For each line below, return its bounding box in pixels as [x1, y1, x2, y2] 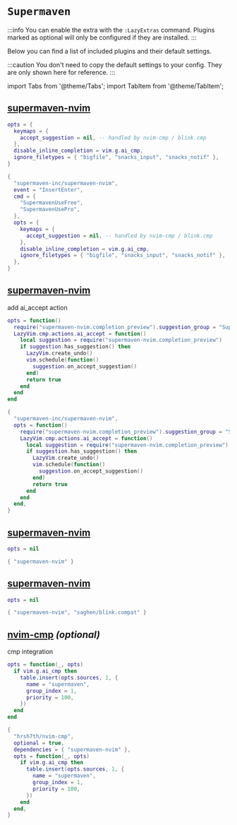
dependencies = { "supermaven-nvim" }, [13, 746, 131, 753]
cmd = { [13, 193, 37, 200]
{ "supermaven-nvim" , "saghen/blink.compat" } [7, 609, 147, 616]
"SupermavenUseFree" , [20, 199, 83, 206]
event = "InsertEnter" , [13, 186, 83, 194]
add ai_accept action [7, 303, 68, 311]
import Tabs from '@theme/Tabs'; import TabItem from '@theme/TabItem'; [7, 81, 224, 90]
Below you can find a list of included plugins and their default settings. [7, 47, 212, 55]
